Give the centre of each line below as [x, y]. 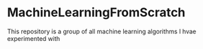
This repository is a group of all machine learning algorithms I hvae [102, 31]
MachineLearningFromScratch [96, 13]
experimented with [34, 38]
